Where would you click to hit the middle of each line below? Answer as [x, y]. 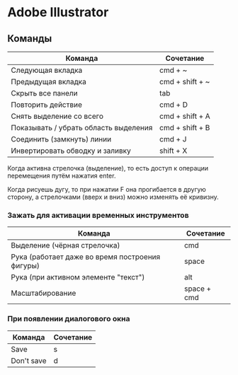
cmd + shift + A [185, 116]
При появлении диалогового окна [69, 319]
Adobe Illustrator [58, 12]
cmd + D [174, 105]
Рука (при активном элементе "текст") [78, 277]
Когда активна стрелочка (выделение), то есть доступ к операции [108, 168]
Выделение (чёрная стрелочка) [66, 246]
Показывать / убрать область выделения [82, 128]
